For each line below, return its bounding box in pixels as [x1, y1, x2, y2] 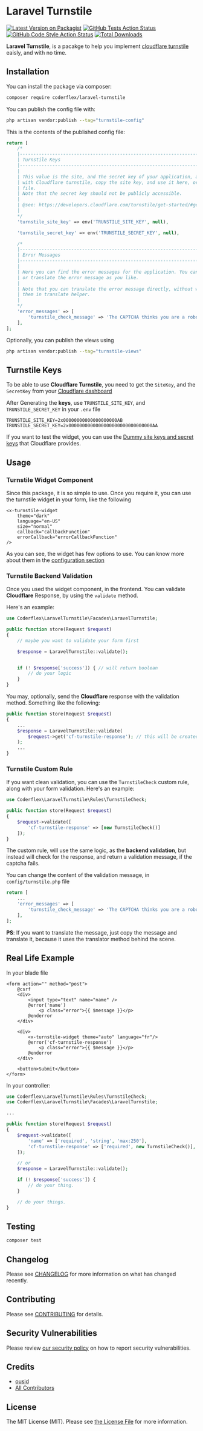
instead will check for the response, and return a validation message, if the [6, 853, 192, 861]
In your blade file [6, 969, 48, 976]
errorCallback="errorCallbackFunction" [17, 534, 118, 540]
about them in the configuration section [6, 556, 105, 564]
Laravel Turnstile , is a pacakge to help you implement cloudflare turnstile [6, 42, 189, 50]
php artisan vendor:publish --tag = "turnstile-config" [6, 117, 145, 123]
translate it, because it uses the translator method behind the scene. [6, 935, 176, 942]
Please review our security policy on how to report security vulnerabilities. [6, 1344, 191, 1351]
